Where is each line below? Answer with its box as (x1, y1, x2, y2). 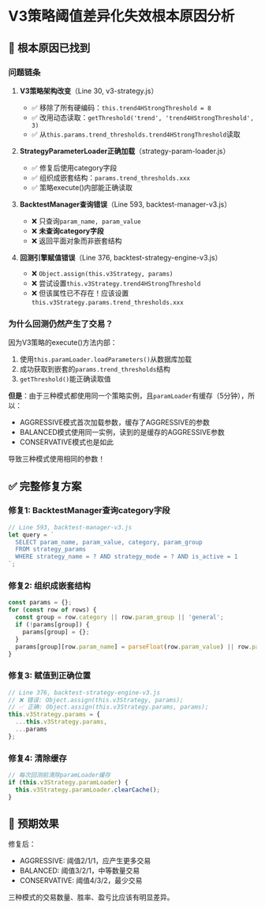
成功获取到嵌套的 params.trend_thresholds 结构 (19, 365, 171, 374)
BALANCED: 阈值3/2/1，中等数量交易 (19, 866, 140, 876)
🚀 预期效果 (8, 817, 59, 831)
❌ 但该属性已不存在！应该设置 (31, 288, 129, 297)
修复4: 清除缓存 (8, 753, 67, 764)
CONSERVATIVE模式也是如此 (19, 437, 114, 447)
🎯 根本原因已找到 (8, 41, 91, 54)
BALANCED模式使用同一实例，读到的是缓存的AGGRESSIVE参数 (19, 428, 225, 437)
